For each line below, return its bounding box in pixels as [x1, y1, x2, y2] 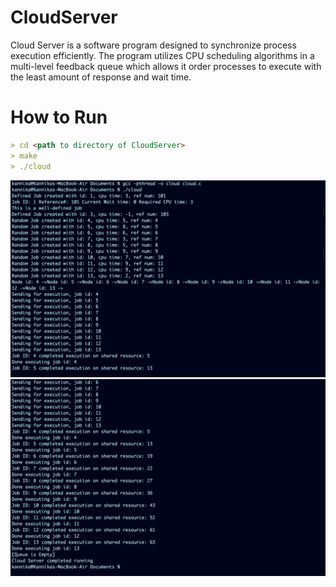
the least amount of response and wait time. [10, 71, 192, 83]
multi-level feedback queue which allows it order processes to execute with [10, 60, 322, 72]
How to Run [10, 106, 108, 129]
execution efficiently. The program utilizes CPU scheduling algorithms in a [10, 49, 315, 61]
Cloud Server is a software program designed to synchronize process [10, 39, 297, 51]
